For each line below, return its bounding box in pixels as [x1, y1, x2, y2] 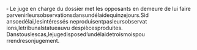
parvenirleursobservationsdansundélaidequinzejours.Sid [6, 11, 149, 19]
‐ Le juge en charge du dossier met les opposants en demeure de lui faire [6, 5, 191, 12]
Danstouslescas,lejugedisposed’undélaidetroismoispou [6, 31, 146, 38]
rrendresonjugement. [6, 37, 60, 44]
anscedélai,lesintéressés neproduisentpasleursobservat [6, 18, 147, 25]
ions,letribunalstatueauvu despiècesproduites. [6, 24, 124, 31]
